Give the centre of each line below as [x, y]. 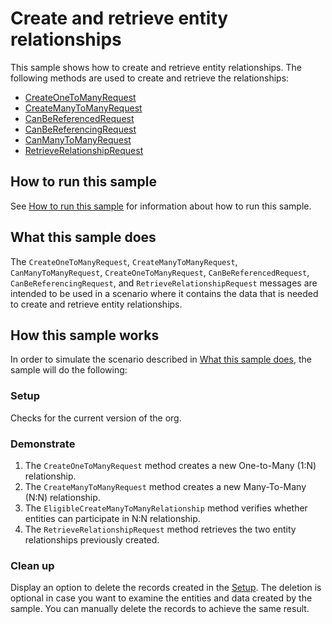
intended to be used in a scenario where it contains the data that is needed [164, 293]
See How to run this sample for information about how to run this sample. [161, 206]
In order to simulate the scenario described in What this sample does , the [161, 359]
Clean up [32, 565]
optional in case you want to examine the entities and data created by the [161, 598]
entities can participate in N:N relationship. [112, 518]
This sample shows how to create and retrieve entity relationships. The [156, 67]
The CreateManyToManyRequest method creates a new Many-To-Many [165, 486]
